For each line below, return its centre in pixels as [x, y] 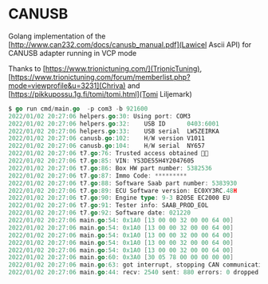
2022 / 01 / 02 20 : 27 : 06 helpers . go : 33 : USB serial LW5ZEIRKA [114, 131]
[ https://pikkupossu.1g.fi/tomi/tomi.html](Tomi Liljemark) [100, 94]
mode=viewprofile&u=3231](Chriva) [67, 86]
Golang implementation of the [57, 36]
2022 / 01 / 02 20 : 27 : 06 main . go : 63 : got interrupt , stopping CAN [114, 265]
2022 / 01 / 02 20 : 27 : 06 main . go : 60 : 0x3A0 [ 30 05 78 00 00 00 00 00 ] [121, 258]
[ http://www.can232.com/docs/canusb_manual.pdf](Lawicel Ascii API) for [130, 44]
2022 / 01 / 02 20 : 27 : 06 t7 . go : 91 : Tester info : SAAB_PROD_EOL [108, 206]
